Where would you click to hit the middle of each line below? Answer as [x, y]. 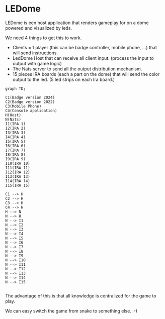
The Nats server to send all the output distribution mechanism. [77, 69]
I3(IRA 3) [16, 133]
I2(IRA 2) [16, 128]
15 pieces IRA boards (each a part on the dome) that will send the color [86, 74]
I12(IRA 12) [18, 172]
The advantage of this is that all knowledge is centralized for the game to [81, 296]
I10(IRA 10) [18, 163]
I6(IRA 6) [16, 146]
